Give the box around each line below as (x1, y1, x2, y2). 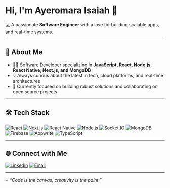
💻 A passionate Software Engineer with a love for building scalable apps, (5, 21, 159, 27)
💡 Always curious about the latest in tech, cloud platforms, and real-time (12, 72, 163, 78)
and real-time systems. (5, 29, 53, 35)
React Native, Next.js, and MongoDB (12, 67, 91, 73)
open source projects (12, 88, 57, 95)
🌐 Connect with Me (5, 149, 67, 158)
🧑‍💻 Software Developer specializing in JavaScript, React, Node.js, (12, 61, 152, 68)
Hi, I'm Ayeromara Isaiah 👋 (5, 5, 118, 16)
